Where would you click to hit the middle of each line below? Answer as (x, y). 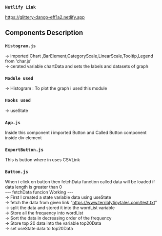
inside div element (23, 138)
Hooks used (18, 100)
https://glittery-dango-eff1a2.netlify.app (45, 17)
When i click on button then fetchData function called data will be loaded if (80, 182)
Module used (19, 78)
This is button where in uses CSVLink (43, 160)
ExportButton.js (24, 150)
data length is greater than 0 (34, 187)
